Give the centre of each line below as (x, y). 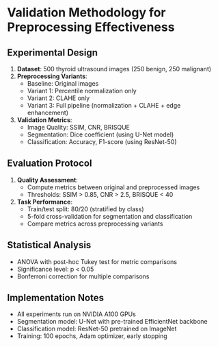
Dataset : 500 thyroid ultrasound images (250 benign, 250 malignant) (114, 69)
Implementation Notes (56, 298)
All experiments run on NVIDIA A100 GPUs (77, 314)
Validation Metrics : (44, 120)
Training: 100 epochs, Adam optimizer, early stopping (92, 336)
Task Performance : (45, 202)
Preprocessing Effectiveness (91, 27)
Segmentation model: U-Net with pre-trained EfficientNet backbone (112, 322)
